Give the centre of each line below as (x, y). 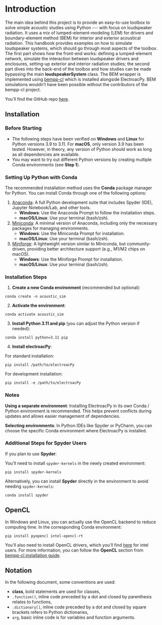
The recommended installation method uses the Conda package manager (79, 188)
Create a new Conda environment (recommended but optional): (76, 287)
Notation (19, 571)
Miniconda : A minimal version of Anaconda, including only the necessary (85, 223)
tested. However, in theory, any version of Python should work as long (82, 149)
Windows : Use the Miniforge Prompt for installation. (71, 259)
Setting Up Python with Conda (41, 177)
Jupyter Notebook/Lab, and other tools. (51, 207)
